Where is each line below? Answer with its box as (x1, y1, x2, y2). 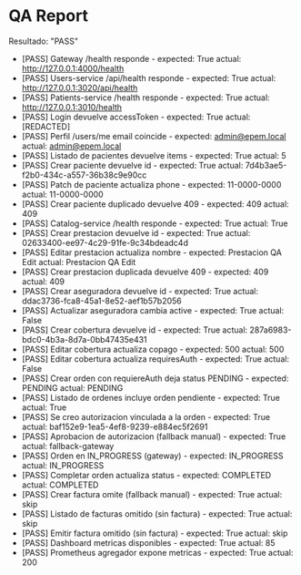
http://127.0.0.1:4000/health (21, 63, 125, 74)
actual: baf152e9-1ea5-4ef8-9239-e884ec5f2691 (21, 421, 208, 432)
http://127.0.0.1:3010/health (21, 101, 123, 112)
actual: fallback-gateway (21, 440, 115, 451)
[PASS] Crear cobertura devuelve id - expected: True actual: (21, 324, 248, 335)
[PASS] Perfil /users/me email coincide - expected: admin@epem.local (21, 130, 286, 141)
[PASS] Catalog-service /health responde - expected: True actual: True (21, 218, 288, 229)
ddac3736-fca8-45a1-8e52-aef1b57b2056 (21, 295, 183, 306)
